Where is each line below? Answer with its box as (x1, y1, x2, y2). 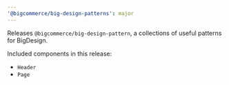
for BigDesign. (7, 36, 48, 45)
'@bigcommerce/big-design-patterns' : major (7, 10, 135, 17)
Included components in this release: (7, 49, 112, 58)
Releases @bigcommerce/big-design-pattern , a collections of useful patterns (7, 29, 222, 37)
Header (17, 64, 37, 71)
